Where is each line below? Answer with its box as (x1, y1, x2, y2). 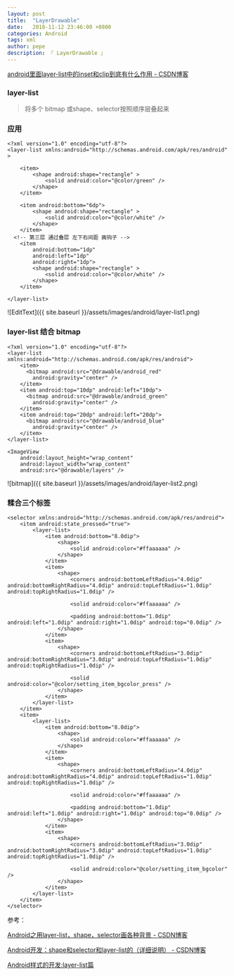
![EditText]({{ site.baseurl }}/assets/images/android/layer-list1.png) (7, 308, 200, 317)
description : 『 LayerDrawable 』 (7, 50, 107, 57)
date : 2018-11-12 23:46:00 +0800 (7, 23, 112, 30)
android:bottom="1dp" (32, 246, 96, 254)
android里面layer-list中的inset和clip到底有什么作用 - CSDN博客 (7, 70, 189, 78)
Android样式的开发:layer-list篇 (7, 961, 94, 969)
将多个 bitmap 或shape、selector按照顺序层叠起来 (24, 105, 170, 113)
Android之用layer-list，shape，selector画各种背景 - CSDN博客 (7, 931, 188, 939)
